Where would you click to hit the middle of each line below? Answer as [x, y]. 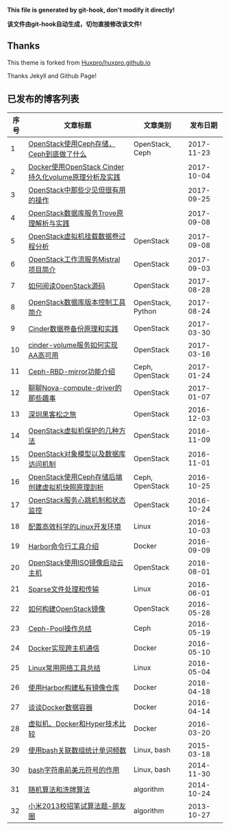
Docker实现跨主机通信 [64, 648]
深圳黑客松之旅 [52, 414]
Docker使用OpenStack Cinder [76, 167]
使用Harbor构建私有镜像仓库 [74, 687]
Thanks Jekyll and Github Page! [52, 75]
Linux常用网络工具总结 [64, 668]
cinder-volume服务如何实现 [73, 345]
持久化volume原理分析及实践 [75, 177]
